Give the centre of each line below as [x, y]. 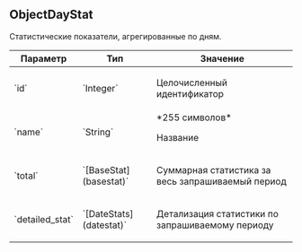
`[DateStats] [108, 213]
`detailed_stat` [44, 219]
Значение [222, 58]
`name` [29, 132]
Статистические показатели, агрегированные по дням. [115, 36]
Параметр [44, 58]
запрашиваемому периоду [215, 225]
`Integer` [100, 88]
